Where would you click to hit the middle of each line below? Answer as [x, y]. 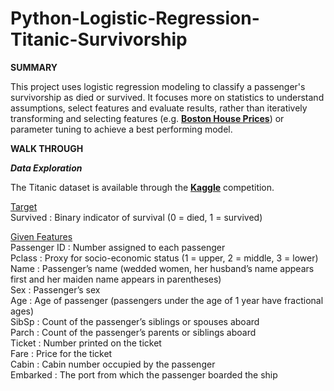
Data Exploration [46, 168]
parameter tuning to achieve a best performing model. [121, 129]
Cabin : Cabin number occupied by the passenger [113, 364]
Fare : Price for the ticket [61, 353]
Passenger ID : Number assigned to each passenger [118, 247]
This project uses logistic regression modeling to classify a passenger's [158, 86]
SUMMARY [34, 67]
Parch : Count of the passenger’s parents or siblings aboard [133, 332]
